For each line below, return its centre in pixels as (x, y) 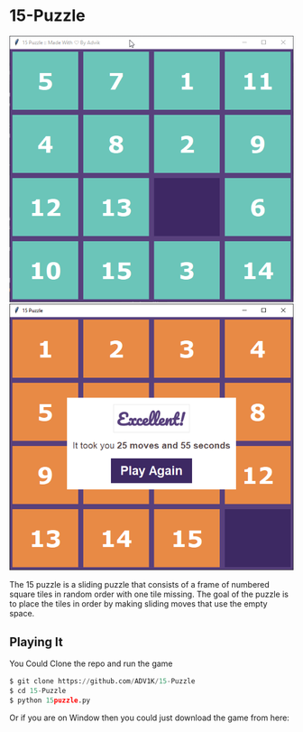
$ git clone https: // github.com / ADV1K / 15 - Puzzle (102, 681)
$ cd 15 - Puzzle (38, 691)
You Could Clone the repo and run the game (91, 663)
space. (22, 614)
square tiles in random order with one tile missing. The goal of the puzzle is (149, 594)
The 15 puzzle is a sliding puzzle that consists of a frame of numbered (140, 585)
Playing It (36, 642)
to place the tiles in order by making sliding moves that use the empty (138, 604)
